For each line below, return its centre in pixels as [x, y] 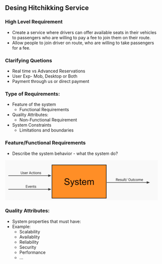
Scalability [30, 231]
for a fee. [21, 48]
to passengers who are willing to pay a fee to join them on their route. [81, 37]
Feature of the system [34, 104]
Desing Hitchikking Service [47, 8]
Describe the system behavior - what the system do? [65, 153]
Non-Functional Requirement [48, 120]
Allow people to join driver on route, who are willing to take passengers [83, 43]
